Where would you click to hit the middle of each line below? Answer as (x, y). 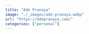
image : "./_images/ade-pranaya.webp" (45, 14)
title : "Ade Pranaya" (28, 10)
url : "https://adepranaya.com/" (39, 19)
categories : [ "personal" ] (32, 24)
